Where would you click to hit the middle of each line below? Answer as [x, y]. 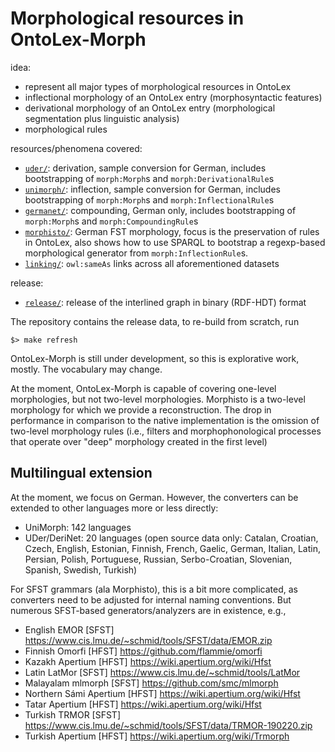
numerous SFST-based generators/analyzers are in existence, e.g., [148, 610]
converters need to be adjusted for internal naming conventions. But [151, 599]
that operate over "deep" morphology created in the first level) [139, 441]
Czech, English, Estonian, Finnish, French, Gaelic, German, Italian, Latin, [172, 548]
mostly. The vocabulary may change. [86, 369]
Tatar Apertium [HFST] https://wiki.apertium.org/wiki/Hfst [143, 704]
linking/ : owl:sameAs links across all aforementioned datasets [152, 263]
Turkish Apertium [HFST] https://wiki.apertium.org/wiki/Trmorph [157, 736]
